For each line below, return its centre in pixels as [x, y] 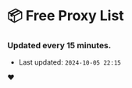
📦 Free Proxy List [66, 16]
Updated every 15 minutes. [59, 46]
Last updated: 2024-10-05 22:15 [70, 62]
